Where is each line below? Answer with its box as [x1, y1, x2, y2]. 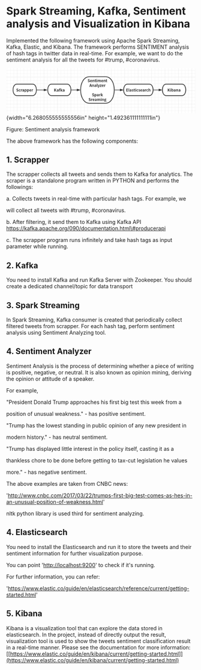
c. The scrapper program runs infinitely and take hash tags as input [6, 237, 173, 244]
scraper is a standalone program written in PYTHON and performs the [6, 177, 179, 184]
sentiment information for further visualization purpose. [6, 550, 143, 557]
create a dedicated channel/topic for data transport [6, 283, 133, 290]
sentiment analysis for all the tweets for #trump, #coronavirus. [6, 56, 160, 63]
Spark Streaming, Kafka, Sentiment [6, 4, 186, 18]
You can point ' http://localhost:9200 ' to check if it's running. [6, 561, 155, 568]
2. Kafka [6, 260, 38, 270]
